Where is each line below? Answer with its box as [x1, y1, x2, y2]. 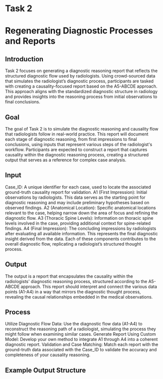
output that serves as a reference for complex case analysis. [5, 157, 127, 163]
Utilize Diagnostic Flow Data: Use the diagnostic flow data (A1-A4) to [5, 321, 143, 327]
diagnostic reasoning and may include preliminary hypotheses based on [5, 199, 149, 205]
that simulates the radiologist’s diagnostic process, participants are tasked [5, 78, 154, 84]
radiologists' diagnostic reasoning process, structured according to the [5, 278, 147, 284]
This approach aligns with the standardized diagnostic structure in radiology [5, 89, 158, 95]
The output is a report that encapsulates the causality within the [5, 273, 133, 279]
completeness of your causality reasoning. [5, 352, 91, 358]
